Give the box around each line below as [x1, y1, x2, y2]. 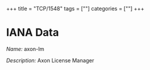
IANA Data [6, 26, 59, 39]
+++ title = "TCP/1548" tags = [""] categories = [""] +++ [6, 5, 145, 12]
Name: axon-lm [6, 45, 45, 52]
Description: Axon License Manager [6, 56, 94, 64]
